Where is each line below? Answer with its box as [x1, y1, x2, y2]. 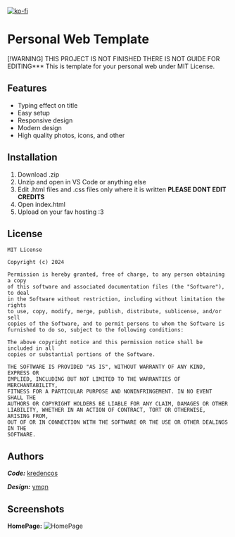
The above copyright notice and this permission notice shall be [7, 339, 203, 346]
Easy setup [17, 108, 51, 117]
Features [7, 82, 47, 94]
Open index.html [17, 200, 65, 208]
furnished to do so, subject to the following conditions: [7, 327, 184, 334]
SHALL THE [7, 394, 37, 401]
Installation [7, 151, 58, 163]
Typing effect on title [17, 101, 78, 109]
